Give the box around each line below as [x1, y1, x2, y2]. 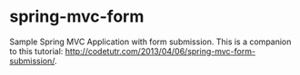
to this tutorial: [9, 45, 64, 56]
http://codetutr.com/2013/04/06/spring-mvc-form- [65, 45, 256, 56]
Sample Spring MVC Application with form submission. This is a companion [9, 36, 292, 47]
